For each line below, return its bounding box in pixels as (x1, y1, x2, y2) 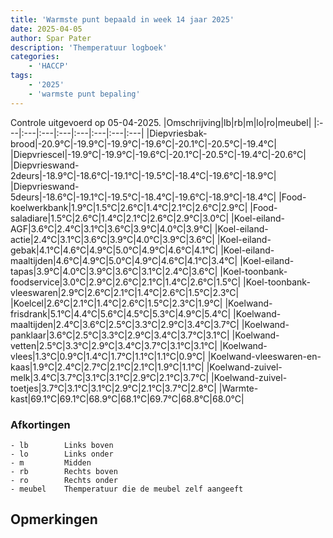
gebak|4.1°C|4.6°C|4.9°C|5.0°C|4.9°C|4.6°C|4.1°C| (10, 244, 219, 256)
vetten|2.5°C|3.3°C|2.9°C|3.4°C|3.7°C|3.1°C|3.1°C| (10, 339, 218, 351)
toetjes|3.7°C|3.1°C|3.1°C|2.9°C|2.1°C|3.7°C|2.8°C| (10, 382, 217, 394)
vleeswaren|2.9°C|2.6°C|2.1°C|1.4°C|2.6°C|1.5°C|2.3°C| (10, 286, 240, 298)
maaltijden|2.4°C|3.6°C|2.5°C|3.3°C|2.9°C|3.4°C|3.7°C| (10, 318, 240, 330)
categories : (10, 52, 60, 62)
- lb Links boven (10, 440, 114, 450)
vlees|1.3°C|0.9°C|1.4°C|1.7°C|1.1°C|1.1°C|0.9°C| (10, 350, 206, 362)
